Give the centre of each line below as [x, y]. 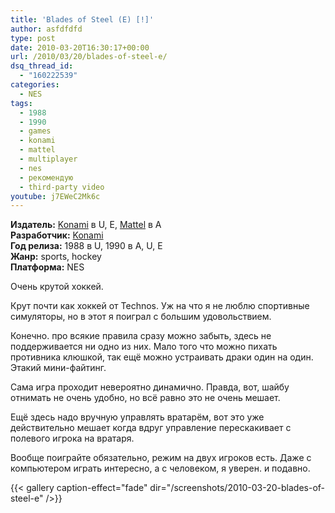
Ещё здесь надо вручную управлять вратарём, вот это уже [137, 417]
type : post [33, 38]
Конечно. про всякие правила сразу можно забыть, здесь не [141, 336]
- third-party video [62, 187]
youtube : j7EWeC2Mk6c [55, 196]
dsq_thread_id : [42, 66]
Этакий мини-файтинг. [58, 368]
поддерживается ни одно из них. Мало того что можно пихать [144, 347]
